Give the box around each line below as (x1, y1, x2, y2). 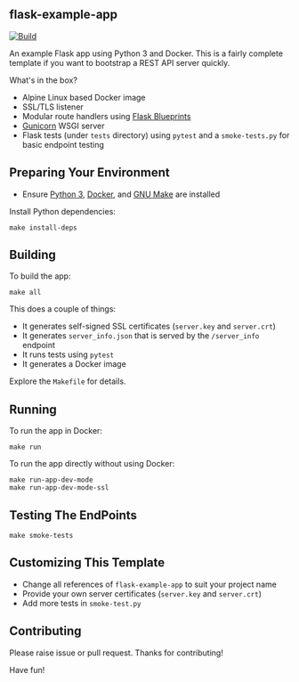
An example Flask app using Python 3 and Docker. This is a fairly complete (9, 48, 283, 59)
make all (9, 288, 42, 297)
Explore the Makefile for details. (9, 376, 126, 386)
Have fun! (9, 664, 45, 675)
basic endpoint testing (21, 139, 105, 150)
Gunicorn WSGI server (21, 120, 105, 131)
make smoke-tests (9, 532, 74, 540)
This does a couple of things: (9, 304, 117, 314)
